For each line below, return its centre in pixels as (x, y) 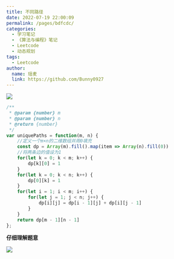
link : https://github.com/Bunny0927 (58, 79)
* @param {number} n (35, 119)
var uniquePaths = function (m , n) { (52, 136)
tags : (13, 57)
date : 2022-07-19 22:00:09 (40, 18)
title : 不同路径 (25, 12)
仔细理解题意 (22, 238)
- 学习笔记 (24, 34)
